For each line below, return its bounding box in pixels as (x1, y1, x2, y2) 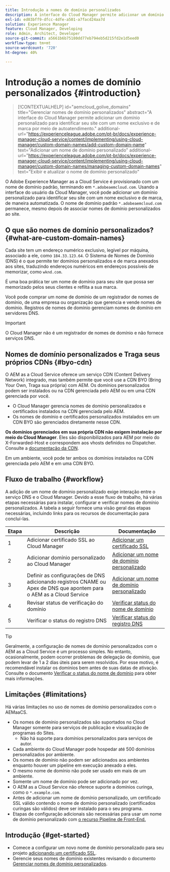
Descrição (54, 527, 80, 534)
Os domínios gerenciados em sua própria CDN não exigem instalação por (5, 429, 162, 435)
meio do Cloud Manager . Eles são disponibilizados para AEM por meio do (5, 434, 160, 440)
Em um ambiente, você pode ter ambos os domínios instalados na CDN (5, 455, 153, 461)
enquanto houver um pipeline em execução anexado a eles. (12, 762, 137, 768)
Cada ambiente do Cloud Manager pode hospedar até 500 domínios (12, 746, 155, 752)
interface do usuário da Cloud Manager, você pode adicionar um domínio (5, 189, 158, 196)
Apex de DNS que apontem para (27, 584, 104, 591)
